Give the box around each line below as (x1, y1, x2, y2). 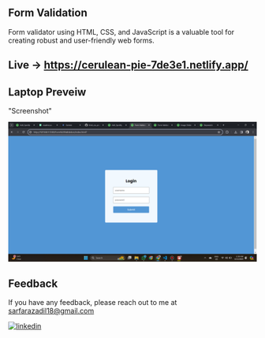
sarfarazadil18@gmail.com (8, 306, 95, 316)
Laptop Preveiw (8, 85, 87, 98)
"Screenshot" (8, 106, 53, 116)
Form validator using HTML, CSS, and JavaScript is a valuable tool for (8, 27, 235, 36)
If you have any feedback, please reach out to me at (8, 298, 177, 307)
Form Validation (8, 6, 88, 20)
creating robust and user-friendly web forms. (8, 35, 155, 45)
